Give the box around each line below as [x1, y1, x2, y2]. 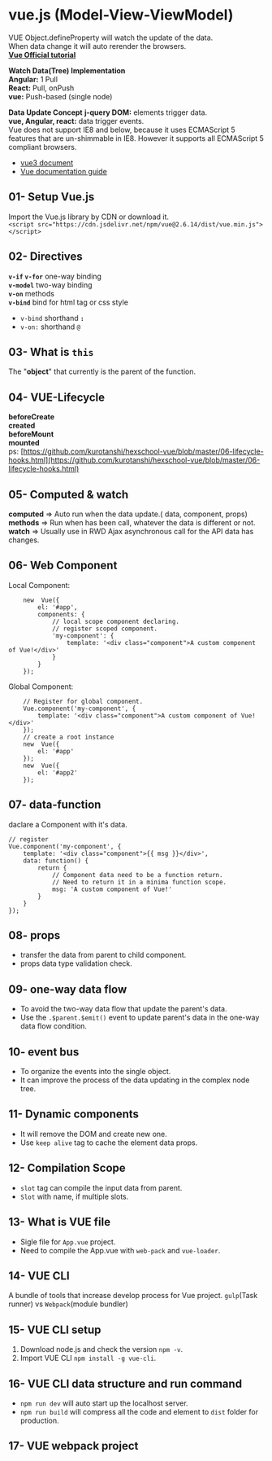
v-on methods [8, 288, 55, 298]
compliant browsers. [8, 142, 77, 151]
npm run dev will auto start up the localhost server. [19, 1398, 188, 1408]
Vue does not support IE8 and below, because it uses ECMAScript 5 [8, 125, 235, 134]
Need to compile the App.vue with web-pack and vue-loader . [19, 1245, 221, 1255]
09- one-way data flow [8, 982, 127, 996]
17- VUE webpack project [8, 1439, 139, 1453]
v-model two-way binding [8, 279, 93, 290]
